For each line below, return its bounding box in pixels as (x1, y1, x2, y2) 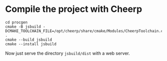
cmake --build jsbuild (5, 37, 52, 42)
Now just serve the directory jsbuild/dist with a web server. (5, 50, 130, 56)
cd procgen (5, 20, 28, 25)
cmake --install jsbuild (5, 41, 57, 47)
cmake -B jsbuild (5, 24, 41, 29)
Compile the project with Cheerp (5, 3, 143, 15)
